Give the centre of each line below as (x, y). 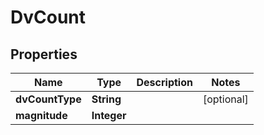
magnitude (41, 115)
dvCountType (48, 99)
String (106, 99)
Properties (44, 54)
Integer (109, 115)
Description (164, 82)
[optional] (225, 99)
